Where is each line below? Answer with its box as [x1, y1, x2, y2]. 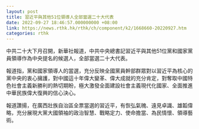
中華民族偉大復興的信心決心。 [6, 90, 79, 97]
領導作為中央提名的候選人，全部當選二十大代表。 [11, 55, 131, 62]
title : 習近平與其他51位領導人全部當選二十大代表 [6, 14, 114, 20]
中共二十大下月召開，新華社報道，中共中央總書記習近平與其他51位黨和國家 [6, 48, 188, 55]
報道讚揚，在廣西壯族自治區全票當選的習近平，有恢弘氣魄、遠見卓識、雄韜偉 [6, 102, 193, 109]
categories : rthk [6, 31, 49, 37]
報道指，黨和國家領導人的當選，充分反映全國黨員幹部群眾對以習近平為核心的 [6, 67, 193, 74]
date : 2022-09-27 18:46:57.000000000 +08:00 [6, 19, 118, 25]
